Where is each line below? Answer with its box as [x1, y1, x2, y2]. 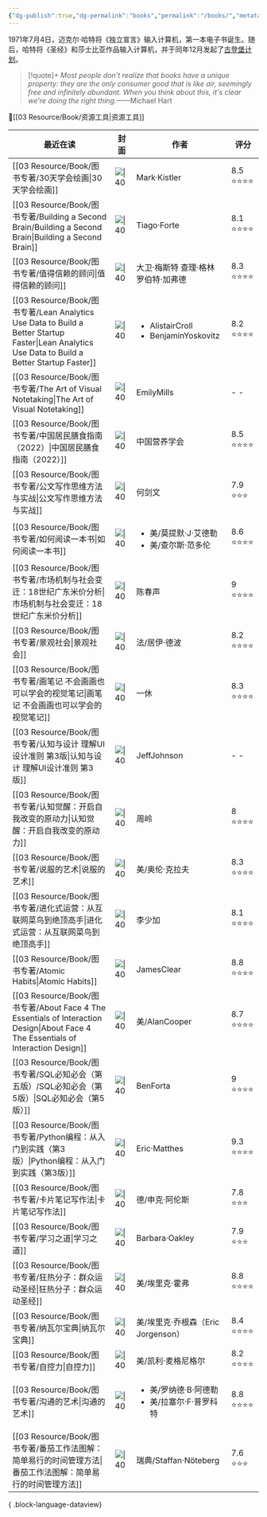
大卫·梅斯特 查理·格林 [136, 262, 215, 273]
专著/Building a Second [20, 211, 107, 222]
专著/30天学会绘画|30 [20, 172, 103, 183]
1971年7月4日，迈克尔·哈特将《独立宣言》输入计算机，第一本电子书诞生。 [8, 34, 249, 44]
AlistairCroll [149, 320, 193, 331]
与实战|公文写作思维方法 [12, 493, 103, 504]
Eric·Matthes [136, 1143, 184, 1154]
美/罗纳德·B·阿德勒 [149, 1384, 219, 1395]
